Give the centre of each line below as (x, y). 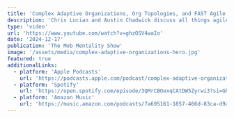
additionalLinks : (32, 65)
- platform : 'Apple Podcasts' (57, 71)
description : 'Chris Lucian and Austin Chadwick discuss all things (109, 20)
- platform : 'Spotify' (46, 85)
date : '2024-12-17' (36, 40)
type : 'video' (28, 26)
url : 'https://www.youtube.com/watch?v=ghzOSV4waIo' (85, 33)
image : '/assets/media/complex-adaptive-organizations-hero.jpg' (104, 53)
